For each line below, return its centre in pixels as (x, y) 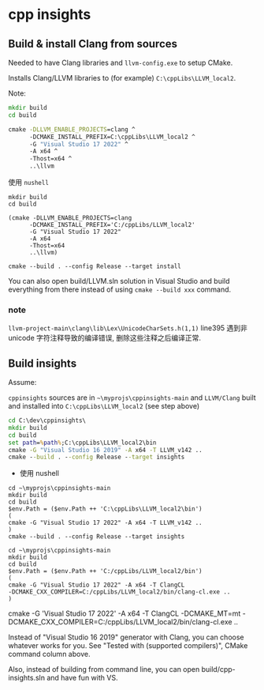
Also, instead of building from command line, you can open (104, 669)
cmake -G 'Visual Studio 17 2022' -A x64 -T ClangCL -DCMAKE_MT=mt (125, 613)
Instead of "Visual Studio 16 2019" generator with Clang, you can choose (126, 637)
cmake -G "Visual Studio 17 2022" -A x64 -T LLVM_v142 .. (105, 523)
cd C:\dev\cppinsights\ (47, 420)
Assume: (22, 383)
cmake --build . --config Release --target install (95, 266)
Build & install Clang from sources (93, 44)
